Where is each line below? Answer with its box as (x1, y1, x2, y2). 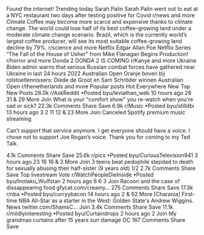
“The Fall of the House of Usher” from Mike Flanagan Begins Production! (6, 51, 189, 57)
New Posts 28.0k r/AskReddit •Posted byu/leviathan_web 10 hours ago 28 (6, 89, 192, 96)
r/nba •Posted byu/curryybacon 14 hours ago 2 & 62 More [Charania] (6, 191, 181, 197)
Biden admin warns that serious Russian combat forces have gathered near (6, 63, 195, 71)
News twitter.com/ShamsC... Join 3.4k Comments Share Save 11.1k (6, 203, 174, 211)
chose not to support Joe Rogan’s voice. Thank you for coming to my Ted (6, 133, 191, 141)
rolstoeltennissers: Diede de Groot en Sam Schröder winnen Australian (6, 76, 184, 83)
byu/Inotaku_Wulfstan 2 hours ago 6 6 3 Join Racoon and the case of (6, 178, 180, 184)
